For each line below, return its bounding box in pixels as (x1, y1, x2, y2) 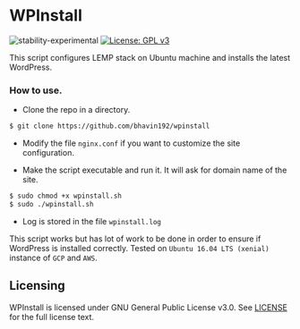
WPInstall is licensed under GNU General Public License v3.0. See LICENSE (9, 301, 288, 313)
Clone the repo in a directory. (21, 105, 131, 115)
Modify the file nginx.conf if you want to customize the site (21, 138, 241, 148)
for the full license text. (9, 311, 95, 322)
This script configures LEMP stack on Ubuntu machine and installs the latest (9, 52, 291, 63)
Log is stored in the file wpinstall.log (21, 215, 161, 226)
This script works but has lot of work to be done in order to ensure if (9, 233, 261, 244)
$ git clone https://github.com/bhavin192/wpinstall (9, 122, 210, 131)
